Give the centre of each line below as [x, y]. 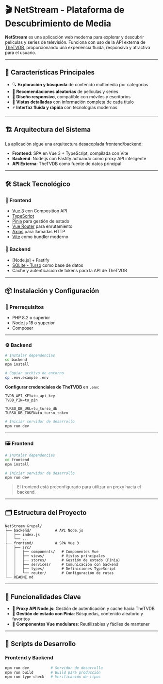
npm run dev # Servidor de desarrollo [54, 668]
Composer [23, 328]
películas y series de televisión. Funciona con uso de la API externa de [75, 42]
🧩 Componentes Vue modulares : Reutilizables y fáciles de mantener [81, 624]
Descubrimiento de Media [58, 24]
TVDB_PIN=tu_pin [21, 400]
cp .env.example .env [27, 378]
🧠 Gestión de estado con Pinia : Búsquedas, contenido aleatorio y [77, 613]
